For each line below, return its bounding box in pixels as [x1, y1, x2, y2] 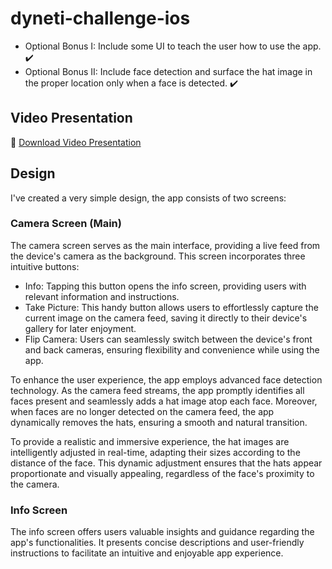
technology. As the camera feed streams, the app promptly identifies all [10, 384, 305, 396]
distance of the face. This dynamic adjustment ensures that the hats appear [10, 457, 323, 469]
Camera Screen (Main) [10, 217, 122, 231]
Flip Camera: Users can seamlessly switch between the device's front [24, 333, 313, 345]
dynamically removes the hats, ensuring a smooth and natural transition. [10, 416, 308, 428]
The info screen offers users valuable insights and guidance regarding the [10, 526, 315, 538]
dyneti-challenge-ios [10, 7, 191, 30]
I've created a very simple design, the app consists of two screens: [10, 192, 287, 204]
